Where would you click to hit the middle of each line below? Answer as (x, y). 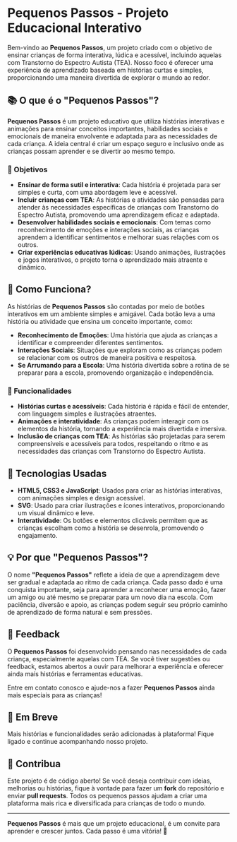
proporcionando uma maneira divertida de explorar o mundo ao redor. (109, 77)
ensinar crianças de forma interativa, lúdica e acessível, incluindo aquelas (115, 55)
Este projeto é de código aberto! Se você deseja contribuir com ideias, (110, 781)
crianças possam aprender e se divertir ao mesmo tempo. (91, 151)
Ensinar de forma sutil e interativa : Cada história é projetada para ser (119, 185)
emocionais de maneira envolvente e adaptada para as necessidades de (113, 136)
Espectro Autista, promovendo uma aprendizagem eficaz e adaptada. (119, 215)
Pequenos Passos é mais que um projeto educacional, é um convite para (114, 824)
